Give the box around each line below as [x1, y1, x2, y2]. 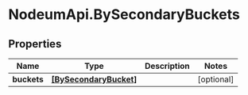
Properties [8, 37, 62, 51]
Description [144, 61, 191, 71]
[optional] [197, 74, 234, 85]
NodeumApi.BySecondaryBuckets [8, 6, 240, 24]
